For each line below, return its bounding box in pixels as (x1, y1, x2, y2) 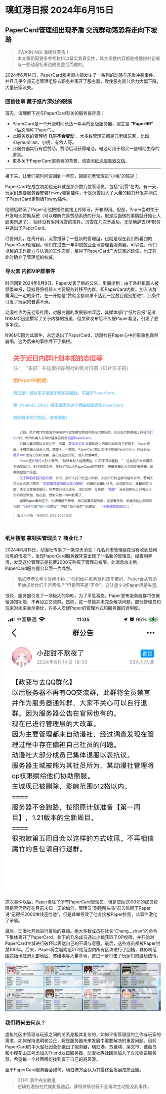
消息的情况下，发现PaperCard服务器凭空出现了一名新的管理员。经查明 (5, 553, 148, 559)
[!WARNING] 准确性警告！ (17, 49, 70, 55)
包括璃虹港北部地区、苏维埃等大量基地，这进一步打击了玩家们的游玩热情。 (9, 952, 161, 959)
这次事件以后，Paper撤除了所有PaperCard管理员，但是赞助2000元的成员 (5, 899, 154, 905)
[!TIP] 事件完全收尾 (17, 1077, 56, 1083)
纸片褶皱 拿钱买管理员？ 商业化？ (5, 535, 84, 542)
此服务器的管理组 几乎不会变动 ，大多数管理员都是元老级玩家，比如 (12, 133, 149, 139)
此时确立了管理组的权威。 (5, 254, 57, 260)
